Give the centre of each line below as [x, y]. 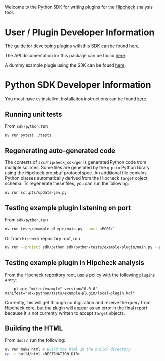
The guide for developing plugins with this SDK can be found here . [72, 46]
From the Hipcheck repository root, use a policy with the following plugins [80, 275]
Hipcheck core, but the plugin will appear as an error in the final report [76, 308]
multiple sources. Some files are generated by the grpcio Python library [77, 168]
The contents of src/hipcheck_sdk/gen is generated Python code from [76, 162]
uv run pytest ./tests [28, 135]
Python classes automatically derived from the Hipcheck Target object [76, 178]
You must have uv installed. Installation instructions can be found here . [76, 99]
